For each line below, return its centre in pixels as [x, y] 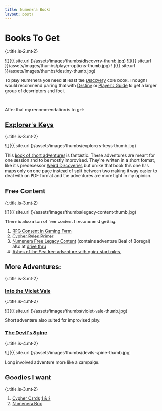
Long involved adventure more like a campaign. [52, 362]
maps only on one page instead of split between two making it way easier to [81, 171]
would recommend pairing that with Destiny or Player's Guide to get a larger [81, 86]
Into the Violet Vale [28, 291]
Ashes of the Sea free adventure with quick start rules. [67, 252]
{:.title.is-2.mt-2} [22, 51]
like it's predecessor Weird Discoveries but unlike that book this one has [77, 166]
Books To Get [32, 38]
